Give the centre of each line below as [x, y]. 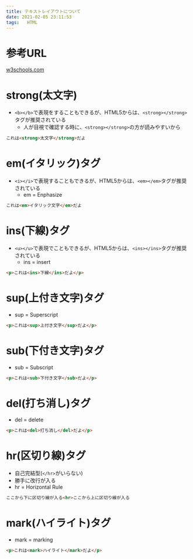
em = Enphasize [43, 195]
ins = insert [37, 262]
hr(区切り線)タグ [46, 456]
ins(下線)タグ [38, 231]
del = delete [29, 420]
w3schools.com [25, 70]
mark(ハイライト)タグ [58, 523]
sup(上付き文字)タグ [55, 298]
